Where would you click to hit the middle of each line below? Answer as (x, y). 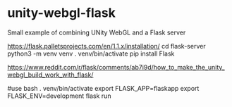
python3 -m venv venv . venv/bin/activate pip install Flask (91, 53)
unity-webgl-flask (62, 13)
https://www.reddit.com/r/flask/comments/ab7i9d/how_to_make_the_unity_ (116, 67)
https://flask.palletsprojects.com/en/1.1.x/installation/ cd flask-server (106, 46)
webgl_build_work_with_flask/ (50, 75)
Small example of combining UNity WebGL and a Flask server (97, 32)
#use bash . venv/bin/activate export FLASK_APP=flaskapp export (103, 88)
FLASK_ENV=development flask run (59, 96)
